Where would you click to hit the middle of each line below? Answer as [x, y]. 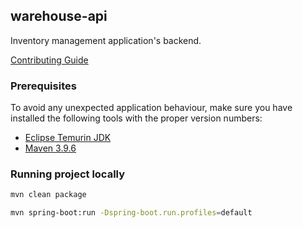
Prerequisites [43, 86]
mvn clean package [48, 195]
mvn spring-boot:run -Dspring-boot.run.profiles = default [131, 213]
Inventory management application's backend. [106, 40]
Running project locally [68, 174]
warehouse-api [59, 16]
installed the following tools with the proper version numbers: [136, 118]
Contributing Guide [49, 60]
